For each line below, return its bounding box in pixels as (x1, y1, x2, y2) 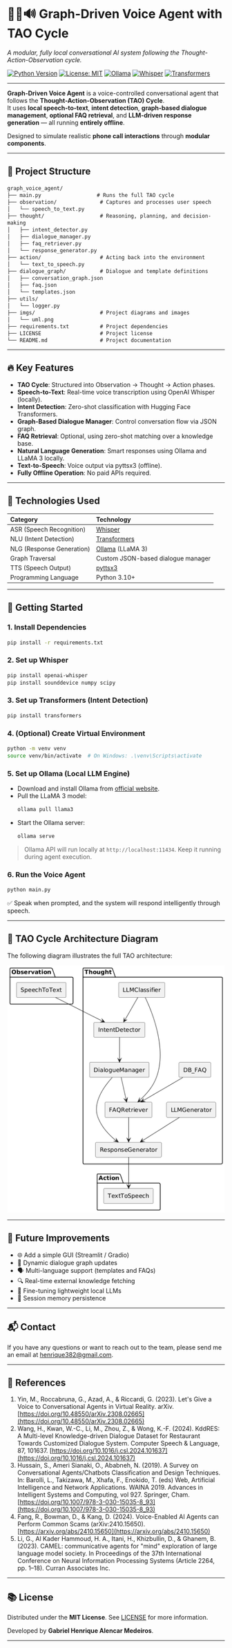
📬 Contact (7, 1321, 56, 1333)
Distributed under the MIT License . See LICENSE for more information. (7, 1613, 209, 1622)
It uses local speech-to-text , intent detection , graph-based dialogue (7, 104, 207, 112)
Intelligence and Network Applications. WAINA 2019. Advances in (17, 1484, 204, 1492)
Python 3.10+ (95, 574, 136, 582)
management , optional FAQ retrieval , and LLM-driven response (7, 111, 192, 119)
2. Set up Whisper (7, 655, 69, 665)
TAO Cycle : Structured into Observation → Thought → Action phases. (17, 380, 215, 388)
